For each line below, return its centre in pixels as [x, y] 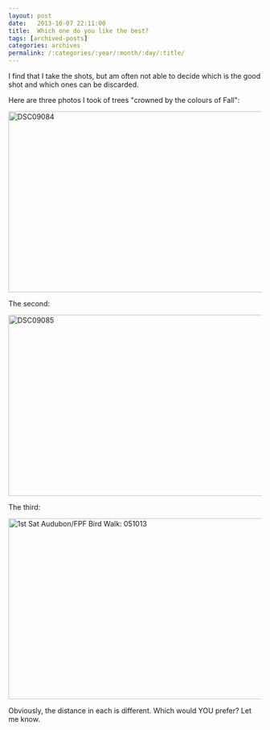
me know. [24, 719]
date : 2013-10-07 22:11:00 [57, 23]
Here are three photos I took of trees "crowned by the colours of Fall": [124, 100]
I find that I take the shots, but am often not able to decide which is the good [135, 76]
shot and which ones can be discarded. [74, 84]
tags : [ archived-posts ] [48, 38]
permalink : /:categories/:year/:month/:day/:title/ [96, 53]
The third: [25, 507]
